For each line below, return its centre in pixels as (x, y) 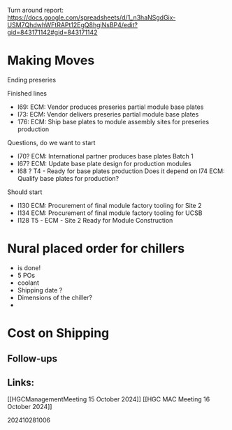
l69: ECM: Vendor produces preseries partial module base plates (110, 107)
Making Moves (51, 60)
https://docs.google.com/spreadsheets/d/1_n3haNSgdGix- (92, 17)
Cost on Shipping (58, 333)
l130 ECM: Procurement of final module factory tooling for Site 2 (109, 205)
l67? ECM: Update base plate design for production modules (104, 163)
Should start (25, 192)
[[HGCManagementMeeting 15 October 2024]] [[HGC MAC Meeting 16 (109, 399)
